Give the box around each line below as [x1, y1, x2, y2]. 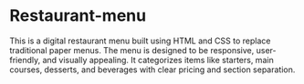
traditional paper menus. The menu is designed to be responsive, [9, 44, 255, 55]
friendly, [9, 54, 41, 65]
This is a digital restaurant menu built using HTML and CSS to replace [9, 35, 271, 46]
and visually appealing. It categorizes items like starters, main [42, 54, 274, 65]
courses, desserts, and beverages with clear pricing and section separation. [9, 64, 296, 75]
